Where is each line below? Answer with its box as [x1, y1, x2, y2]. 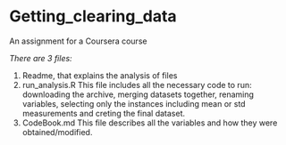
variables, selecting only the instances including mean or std [21, 98, 246, 109]
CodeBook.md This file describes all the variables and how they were [21, 117, 278, 128]
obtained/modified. [21, 126, 93, 137]
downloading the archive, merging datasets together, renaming [21, 89, 255, 100]
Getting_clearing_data [9, 6, 177, 27]
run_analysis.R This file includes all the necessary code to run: [21, 79, 252, 90]
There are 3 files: [9, 52, 73, 63]
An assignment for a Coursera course [9, 36, 147, 46]
